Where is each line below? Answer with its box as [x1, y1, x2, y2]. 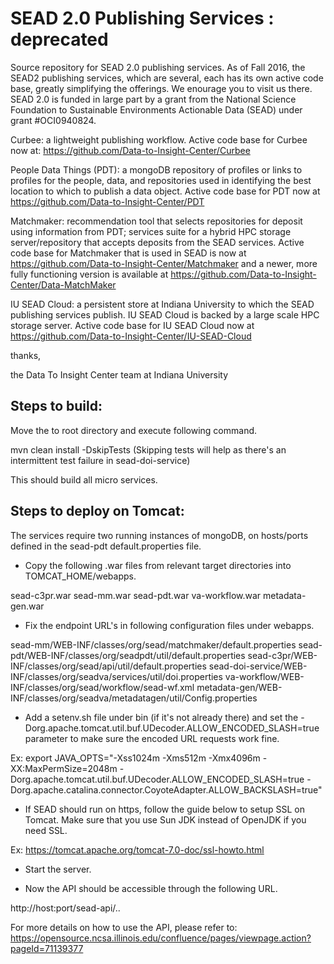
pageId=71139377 [10, 942, 84, 954]
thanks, [10, 349, 42, 361]
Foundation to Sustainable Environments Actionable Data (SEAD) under [10, 103, 303, 116]
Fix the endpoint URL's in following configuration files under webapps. [24, 619, 315, 631]
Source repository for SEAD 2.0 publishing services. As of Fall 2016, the [10, 61, 306, 73]
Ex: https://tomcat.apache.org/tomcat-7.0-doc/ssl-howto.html [10, 843, 265, 856]
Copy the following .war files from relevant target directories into [24, 559, 292, 571]
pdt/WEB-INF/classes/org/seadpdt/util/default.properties [10, 649, 246, 661]
